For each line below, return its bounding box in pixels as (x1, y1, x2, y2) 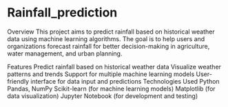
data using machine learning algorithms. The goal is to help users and (7, 34, 205, 43)
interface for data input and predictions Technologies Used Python (30, 77, 220, 85)
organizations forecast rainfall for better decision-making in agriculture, (7, 42, 210, 50)
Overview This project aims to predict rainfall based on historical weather (7, 27, 215, 36)
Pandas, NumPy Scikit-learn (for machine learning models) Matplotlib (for (7, 84, 216, 93)
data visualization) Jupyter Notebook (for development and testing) (7, 91, 198, 100)
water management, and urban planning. (7, 49, 123, 58)
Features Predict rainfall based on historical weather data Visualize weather (7, 62, 222, 71)
